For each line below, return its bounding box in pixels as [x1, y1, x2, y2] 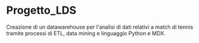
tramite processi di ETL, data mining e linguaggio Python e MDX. [6, 29, 166, 36]
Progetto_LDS [6, 4, 77, 17]
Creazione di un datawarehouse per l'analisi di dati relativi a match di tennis [6, 23, 194, 30]
